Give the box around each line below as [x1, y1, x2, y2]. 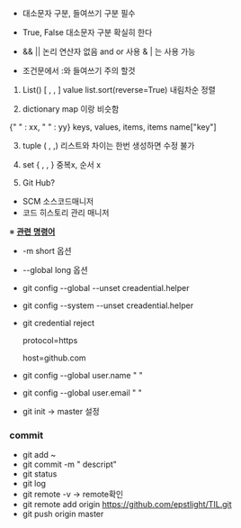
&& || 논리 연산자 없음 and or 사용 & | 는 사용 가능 [22, 46, 196, 57]
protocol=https [22, 335, 78, 345]
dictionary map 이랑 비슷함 [22, 104, 120, 114]
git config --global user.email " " [22, 387, 142, 398]
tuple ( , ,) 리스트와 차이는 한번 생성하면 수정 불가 [22, 141, 195, 150]
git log [22, 478, 47, 489]
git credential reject [22, 318, 94, 328]
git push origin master [22, 508, 104, 520]
